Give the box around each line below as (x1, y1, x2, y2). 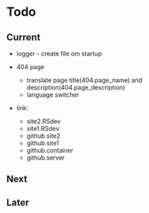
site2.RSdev (26, 117, 61, 125)
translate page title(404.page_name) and (26, 76, 143, 84)
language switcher (26, 90, 80, 99)
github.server (26, 153, 65, 162)
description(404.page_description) (26, 84, 126, 91)
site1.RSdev (26, 125, 60, 132)
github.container (26, 147, 73, 154)
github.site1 (26, 139, 59, 147)
